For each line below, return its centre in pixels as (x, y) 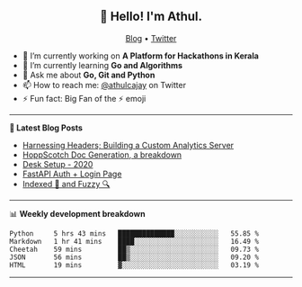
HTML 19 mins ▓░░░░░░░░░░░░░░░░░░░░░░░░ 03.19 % (134, 265)
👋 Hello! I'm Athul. (151, 17)
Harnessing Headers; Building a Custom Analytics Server (128, 145)
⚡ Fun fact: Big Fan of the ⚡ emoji (84, 98)
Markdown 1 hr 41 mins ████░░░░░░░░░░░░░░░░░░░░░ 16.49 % (134, 241)
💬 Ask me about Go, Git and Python (89, 75)
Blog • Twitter (151, 38)
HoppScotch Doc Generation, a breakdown (102, 155)
